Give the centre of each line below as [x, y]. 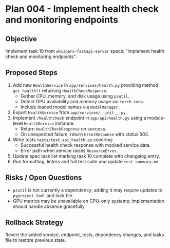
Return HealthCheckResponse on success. [63, 128]
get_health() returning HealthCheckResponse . [60, 90]
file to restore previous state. [36, 240]
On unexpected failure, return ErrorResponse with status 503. [85, 134]
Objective [21, 39]
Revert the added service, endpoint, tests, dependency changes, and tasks [85, 235]
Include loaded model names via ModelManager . [70, 107]
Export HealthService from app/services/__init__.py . [70, 112]
